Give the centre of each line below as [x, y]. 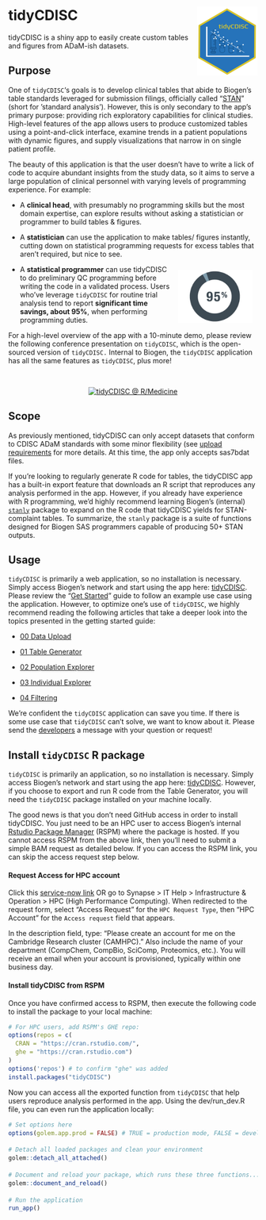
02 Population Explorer [57, 667]
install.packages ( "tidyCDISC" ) [60, 1077]
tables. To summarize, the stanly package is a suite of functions [147, 518]
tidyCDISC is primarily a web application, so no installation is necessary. [125, 579]
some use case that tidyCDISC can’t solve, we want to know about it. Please [131, 722]
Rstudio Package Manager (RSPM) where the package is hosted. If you [124, 832]
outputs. [22, 535]
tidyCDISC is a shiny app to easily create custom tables [98, 37]
